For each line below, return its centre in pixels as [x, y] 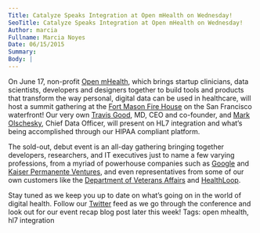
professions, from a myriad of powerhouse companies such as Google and [128, 163]
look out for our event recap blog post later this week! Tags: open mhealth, [128, 212]
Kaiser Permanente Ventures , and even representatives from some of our [126, 171]
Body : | [21, 60]
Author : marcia [33, 30]
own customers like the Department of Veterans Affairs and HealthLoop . [125, 180]
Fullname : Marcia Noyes [47, 37]
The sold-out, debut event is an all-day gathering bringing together [116, 147]
